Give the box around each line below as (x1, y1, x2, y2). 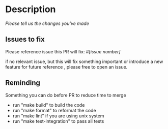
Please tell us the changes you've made (5, 20, 89, 26)
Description (5, 4, 56, 15)
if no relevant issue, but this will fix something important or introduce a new (5, 58, 163, 64)
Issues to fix (5, 35, 45, 44)
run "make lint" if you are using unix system (12, 113, 104, 119)
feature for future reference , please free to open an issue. (5, 63, 128, 70)
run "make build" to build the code (12, 102, 85, 108)
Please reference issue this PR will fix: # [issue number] (5, 48, 121, 54)
